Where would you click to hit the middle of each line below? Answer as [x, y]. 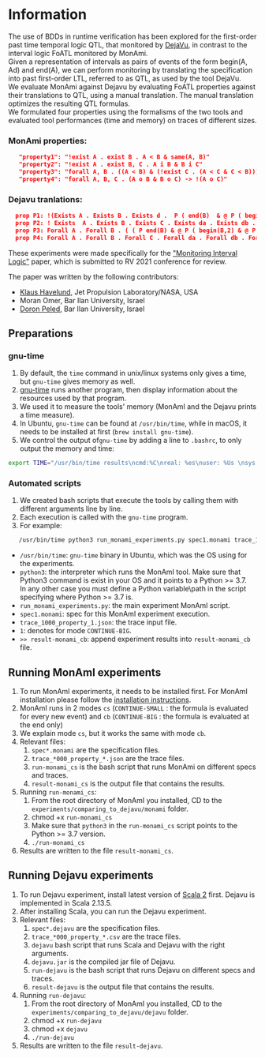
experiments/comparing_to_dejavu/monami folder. [110, 809]
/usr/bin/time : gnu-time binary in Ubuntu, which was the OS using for [133, 555]
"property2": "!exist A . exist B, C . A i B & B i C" [111, 165]
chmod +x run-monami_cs [72, 817]
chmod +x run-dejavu [67, 1020]
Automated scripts [45, 483]
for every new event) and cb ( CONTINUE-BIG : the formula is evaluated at [134, 717]
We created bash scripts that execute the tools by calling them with [129, 501]
